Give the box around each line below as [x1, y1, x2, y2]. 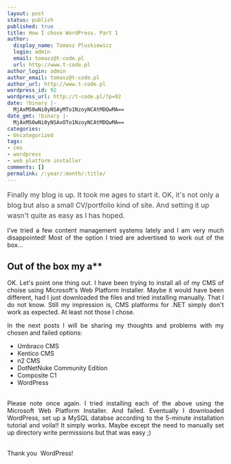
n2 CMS [16, 357, 41, 365]
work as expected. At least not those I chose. [7, 308, 135, 317]
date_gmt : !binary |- [7, 112, 69, 119]
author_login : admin [7, 67, 67, 74]
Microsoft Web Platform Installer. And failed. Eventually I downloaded [7, 407, 224, 415]
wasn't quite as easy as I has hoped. [7, 211, 125, 220]
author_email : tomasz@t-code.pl [7, 74, 100, 81]
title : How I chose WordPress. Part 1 [7, 29, 118, 36]
